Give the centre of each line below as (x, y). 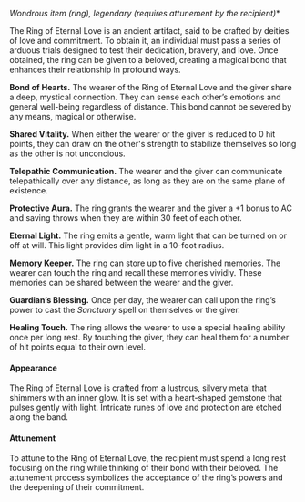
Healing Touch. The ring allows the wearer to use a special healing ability (147, 327)
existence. (29, 190)
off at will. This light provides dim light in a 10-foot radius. (117, 245)
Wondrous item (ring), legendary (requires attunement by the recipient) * (145, 13)
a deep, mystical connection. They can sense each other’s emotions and (145, 97)
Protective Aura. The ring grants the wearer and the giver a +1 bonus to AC (151, 208)
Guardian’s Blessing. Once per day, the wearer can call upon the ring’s (142, 300)
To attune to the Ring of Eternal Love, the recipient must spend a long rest (148, 458)
